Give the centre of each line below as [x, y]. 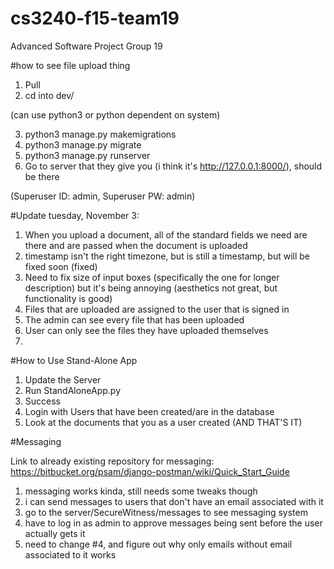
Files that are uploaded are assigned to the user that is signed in [157, 309]
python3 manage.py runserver [87, 155]
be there [42, 176]
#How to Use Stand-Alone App [74, 360]
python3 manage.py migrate [83, 144]
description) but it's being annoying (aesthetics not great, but [151, 288]
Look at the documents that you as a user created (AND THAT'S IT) [163, 422]
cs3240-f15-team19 [95, 18]
